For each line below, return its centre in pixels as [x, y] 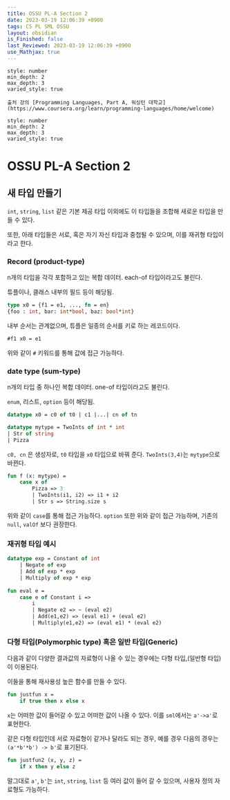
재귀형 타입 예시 [32, 544]
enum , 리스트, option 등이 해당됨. [51, 402]
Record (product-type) [46, 261]
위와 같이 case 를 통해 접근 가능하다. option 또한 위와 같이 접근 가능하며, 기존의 [113, 515]
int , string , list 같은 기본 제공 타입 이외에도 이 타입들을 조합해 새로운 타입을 [112, 211]
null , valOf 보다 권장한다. [42, 524]
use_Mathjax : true [33, 53]
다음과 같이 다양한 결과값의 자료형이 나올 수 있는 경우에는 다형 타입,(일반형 [107, 658]
